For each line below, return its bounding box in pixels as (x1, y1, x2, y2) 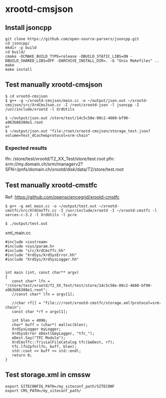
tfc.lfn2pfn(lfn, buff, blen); (11, 344, 77, 349)
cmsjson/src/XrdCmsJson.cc (5, 102, 61, 108)
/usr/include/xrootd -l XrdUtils (5, 107, 75, 112)
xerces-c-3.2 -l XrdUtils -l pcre (5, 212, 77, 217)
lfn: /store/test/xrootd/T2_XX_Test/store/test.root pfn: (5, 156, 115, 162)
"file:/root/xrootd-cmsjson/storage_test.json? (49, 129, 151, 133)
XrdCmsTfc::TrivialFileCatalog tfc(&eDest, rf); (11, 340, 115, 345)
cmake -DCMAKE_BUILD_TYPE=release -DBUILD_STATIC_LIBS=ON (5, 54, 128, 59)
